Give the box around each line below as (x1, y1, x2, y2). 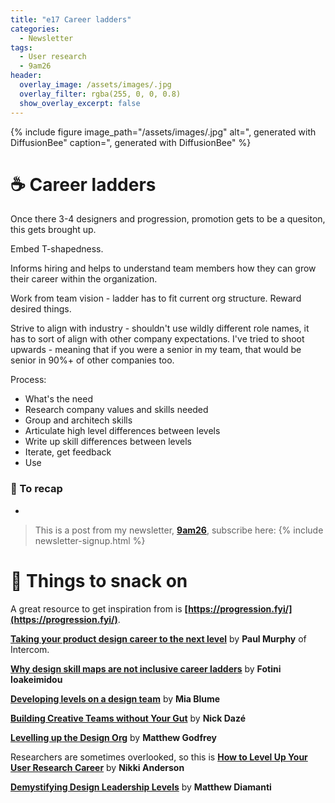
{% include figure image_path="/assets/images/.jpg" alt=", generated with (10, 126, 317, 138)
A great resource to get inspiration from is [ (10, 602, 189, 615)
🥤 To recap (10, 482, 63, 496)
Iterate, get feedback (24, 446, 112, 458)
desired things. (10, 303, 72, 315)
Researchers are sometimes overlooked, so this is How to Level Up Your (10, 751, 308, 763)
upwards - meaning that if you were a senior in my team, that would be (10, 344, 302, 356)
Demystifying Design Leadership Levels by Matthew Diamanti (10, 781, 272, 793)
